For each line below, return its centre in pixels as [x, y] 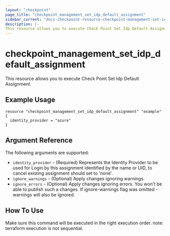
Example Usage [30, 100]
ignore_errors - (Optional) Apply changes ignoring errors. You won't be [87, 184]
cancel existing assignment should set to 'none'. [62, 173]
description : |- [22, 24]
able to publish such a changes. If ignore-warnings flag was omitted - [85, 189]
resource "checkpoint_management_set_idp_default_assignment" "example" [83, 111]
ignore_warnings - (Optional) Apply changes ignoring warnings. [79, 178]
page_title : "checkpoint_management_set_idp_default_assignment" [75, 15]
